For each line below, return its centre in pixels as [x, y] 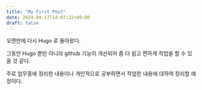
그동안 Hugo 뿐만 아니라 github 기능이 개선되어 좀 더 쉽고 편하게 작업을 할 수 [96, 53]
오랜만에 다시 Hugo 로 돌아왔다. [44, 41]
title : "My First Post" [36, 12]
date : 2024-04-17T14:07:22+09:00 [48, 17]
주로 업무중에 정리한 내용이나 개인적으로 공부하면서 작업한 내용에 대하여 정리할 [98, 74]
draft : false [23, 23]
